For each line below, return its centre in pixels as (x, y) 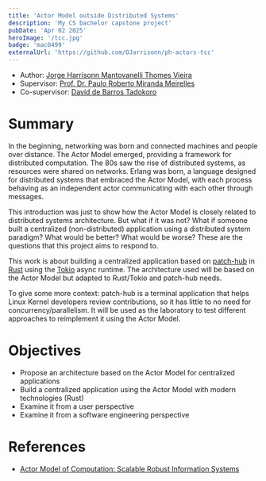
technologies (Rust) (52, 398)
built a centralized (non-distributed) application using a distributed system (129, 229)
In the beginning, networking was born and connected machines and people (133, 146)
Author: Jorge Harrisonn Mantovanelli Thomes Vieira (106, 75)
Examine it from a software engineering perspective (104, 414)
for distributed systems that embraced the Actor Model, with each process (130, 179)
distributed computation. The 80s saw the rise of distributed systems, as (127, 163)
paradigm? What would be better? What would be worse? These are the (126, 237)
